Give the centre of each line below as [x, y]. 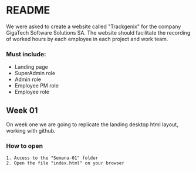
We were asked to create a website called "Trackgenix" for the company [94, 26]
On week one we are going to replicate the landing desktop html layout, [92, 124]
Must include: [26, 54]
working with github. [31, 131]
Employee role [32, 92]
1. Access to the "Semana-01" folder [52, 158]
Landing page [31, 67]
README [28, 10]
